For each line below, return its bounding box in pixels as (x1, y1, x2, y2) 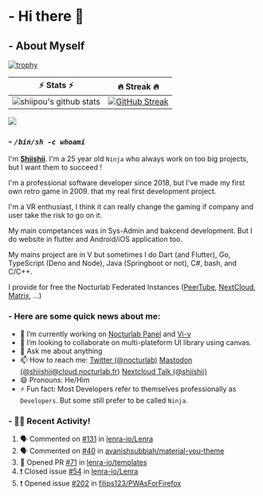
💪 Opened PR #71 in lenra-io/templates (19, 457, 147, 466)
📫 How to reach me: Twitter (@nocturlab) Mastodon (19, 355, 193, 364)
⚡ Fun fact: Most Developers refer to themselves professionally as (19, 383, 237, 394)
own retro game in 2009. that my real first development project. (8, 187, 217, 196)
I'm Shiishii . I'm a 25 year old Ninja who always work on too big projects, (8, 154, 249, 164)
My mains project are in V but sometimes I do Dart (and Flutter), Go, (8, 250, 231, 260)
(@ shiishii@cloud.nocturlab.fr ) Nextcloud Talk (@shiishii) (19, 367, 207, 376)
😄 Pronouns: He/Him (19, 375, 90, 384)
